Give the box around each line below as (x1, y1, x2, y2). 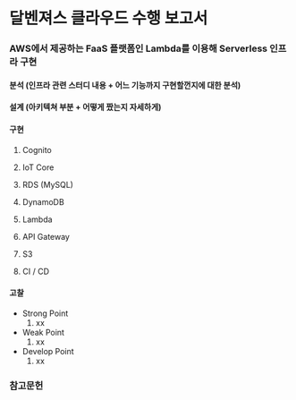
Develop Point (21, 345, 74, 356)
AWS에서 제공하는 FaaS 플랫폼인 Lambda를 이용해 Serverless (9, 42, 268, 55)
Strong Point (21, 308, 69, 319)
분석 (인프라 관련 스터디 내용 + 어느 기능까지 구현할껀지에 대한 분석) (9, 80, 241, 90)
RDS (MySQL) (21, 179, 74, 190)
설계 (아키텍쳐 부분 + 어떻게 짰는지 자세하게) (9, 102, 162, 113)
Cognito (21, 144, 52, 155)
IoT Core (21, 162, 55, 173)
